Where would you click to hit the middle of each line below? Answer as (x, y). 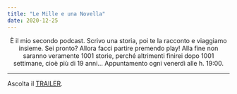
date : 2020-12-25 (33, 20)
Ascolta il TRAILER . (35, 83)
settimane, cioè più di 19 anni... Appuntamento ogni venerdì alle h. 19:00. (119, 63)
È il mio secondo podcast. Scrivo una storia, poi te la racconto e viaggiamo (119, 40)
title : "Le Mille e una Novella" (56, 14)
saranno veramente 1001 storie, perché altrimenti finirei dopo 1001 (119, 55)
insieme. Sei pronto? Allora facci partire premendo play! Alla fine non (119, 48)
